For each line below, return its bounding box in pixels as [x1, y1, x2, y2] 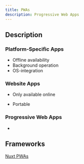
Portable [12, 101, 30, 107]
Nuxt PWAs [5, 153, 29, 159]
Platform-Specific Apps [5, 46, 64, 53]
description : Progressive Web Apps [5, 12, 79, 17]
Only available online [12, 91, 55, 98]
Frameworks [5, 140, 45, 148]
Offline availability [12, 57, 49, 63]
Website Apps [5, 80, 40, 87]
